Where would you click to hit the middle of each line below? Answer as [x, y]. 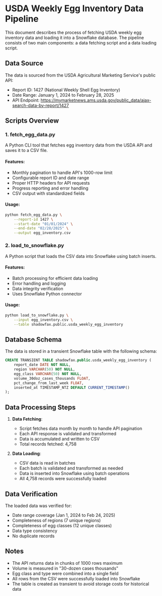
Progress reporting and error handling [50, 188]
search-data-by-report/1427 [40, 105]
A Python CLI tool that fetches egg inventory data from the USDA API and [79, 145]
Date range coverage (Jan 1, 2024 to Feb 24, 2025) [64, 515]
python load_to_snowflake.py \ [37, 315]
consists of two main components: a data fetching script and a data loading [81, 43]
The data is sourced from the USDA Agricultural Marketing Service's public [81, 75]
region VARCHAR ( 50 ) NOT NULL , [45, 369]
